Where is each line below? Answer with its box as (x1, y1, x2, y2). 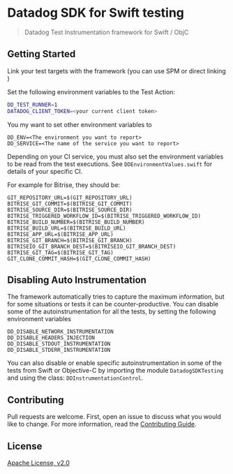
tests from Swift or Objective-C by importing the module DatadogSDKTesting (7, 366, 224, 375)
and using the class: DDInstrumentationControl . (7, 373, 144, 382)
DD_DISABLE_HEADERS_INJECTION (7, 334, 96, 341)
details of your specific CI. (7, 167, 83, 175)
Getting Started (7, 48, 76, 60)
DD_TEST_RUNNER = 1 (7, 101, 58, 108)
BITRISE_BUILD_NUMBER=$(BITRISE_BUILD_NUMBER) (7, 219, 145, 225)
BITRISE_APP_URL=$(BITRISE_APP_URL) (7, 230, 114, 238)
